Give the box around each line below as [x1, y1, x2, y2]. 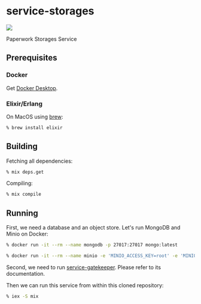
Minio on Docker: [6, 230, 48, 238]
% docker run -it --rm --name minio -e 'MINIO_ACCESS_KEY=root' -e [6, 253, 178, 259]
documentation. [6, 270, 45, 277]
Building [6, 141, 38, 151]
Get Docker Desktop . [6, 84, 58, 91]
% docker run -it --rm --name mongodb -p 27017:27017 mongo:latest [6, 242, 178, 248]
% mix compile [6, 191, 42, 198]
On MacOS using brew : [6, 113, 63, 120]
